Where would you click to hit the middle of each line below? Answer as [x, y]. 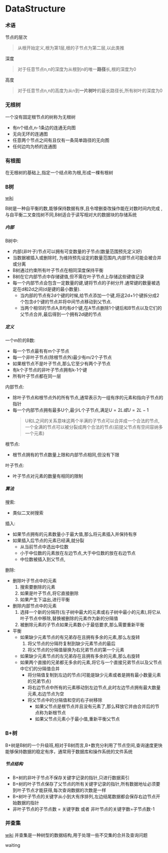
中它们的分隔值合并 [40, 669]
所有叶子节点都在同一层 [37, 376]
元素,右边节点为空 [46, 694]
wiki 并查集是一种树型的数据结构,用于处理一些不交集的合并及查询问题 [76, 835]
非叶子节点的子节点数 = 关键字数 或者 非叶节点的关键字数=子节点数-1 [83, 809]
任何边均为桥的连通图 [34, 146]
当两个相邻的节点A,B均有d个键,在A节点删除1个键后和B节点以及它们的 [91, 308]
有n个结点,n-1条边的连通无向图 [44, 127]
